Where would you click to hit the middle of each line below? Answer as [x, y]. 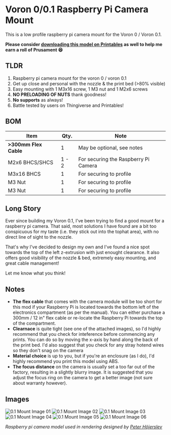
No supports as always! [38, 100]
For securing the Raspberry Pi [114, 159]
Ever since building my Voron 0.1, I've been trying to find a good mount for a [85, 221]
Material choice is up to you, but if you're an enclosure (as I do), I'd [83, 356]
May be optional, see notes [110, 148]
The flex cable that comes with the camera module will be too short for [87, 302]
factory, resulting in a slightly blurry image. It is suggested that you [83, 372]
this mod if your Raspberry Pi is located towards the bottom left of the [86, 307]
